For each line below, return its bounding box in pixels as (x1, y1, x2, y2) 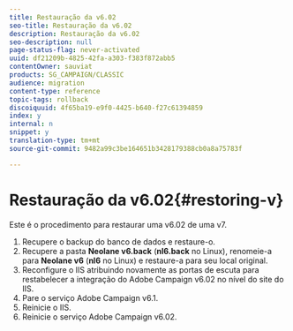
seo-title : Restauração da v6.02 (9, 21, 132, 30)
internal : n (9, 120, 53, 129)
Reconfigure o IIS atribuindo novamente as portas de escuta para (21, 264, 259, 275)
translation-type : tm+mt (9, 136, 101, 145)
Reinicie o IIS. (21, 302, 72, 312)
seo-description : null (9, 37, 93, 47)
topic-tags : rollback (9, 94, 89, 104)
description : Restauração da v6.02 (9, 29, 140, 38)
